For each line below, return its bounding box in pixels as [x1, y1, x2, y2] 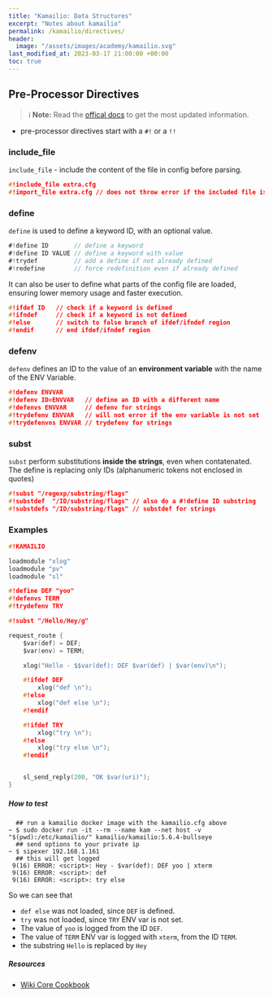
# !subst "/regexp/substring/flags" [8, 490, 129, 498]
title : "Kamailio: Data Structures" [8, 11, 132, 20]
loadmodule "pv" [8, 564, 63, 573]
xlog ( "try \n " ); [37, 728, 93, 737]
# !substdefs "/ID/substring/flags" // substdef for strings [8, 504, 217, 513]
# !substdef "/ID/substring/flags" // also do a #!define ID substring [8, 497, 256, 505]
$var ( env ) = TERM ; [23, 647, 85, 655]
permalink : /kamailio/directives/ [8, 27, 126, 35]
